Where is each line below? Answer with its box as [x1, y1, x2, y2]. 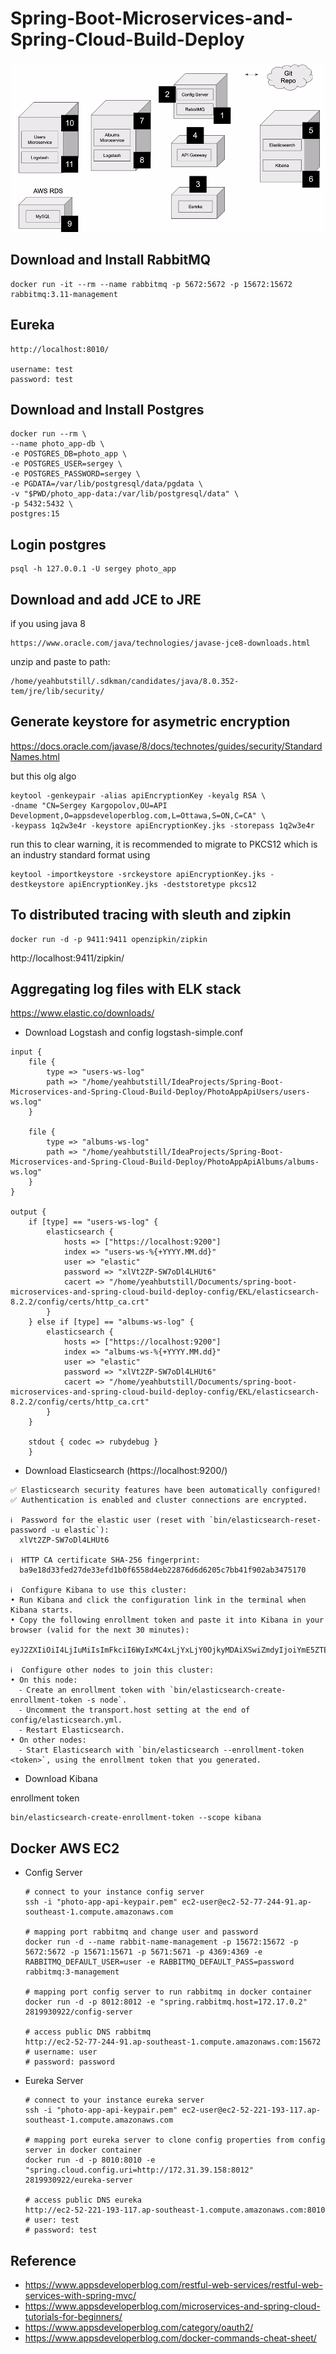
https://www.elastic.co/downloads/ [10, 1007, 155, 1019]
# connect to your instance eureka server [24, 2095, 205, 2106]
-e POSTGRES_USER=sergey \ [10, 459, 123, 469]
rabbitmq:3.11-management [10, 289, 118, 299]
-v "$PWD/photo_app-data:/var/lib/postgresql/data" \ [10, 489, 240, 499]
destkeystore [10, 879, 65, 889]
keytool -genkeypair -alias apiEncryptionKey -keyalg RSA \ [10, 790, 267, 801]
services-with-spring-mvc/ [24, 2290, 137, 2302]
